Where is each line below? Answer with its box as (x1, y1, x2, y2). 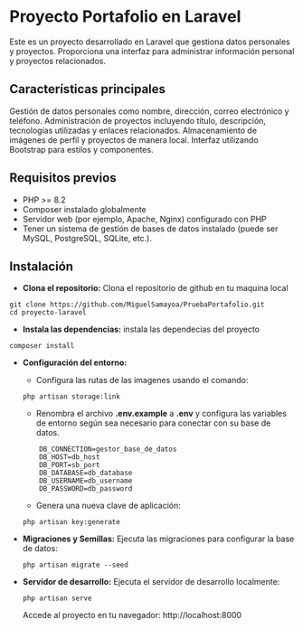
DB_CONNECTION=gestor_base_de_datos (39, 445, 177, 454)
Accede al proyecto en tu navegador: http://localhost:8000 (22, 610, 242, 621)
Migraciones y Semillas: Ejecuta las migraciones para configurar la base (22, 533, 295, 544)
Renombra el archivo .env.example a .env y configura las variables (35, 408, 288, 419)
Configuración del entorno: (22, 357, 128, 368)
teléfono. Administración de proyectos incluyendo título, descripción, (9, 115, 267, 126)
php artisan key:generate (22, 518, 120, 527)
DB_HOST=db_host (39, 453, 100, 462)
